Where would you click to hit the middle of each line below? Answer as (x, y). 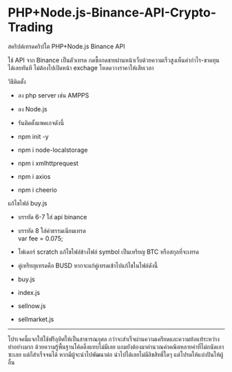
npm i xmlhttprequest (48, 163)
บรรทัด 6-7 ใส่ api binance (52, 217)
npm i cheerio (37, 190)
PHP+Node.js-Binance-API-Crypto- (112, 13)
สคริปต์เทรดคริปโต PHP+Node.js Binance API (66, 46)
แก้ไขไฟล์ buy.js (28, 203)
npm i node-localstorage (53, 150)
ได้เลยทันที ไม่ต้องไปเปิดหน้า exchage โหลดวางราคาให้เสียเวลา (81, 67)
